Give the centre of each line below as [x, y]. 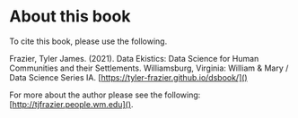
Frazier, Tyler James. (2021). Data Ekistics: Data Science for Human [134, 58]
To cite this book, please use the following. [88, 41]
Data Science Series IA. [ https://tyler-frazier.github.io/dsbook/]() [129, 77]
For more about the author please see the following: [105, 95]
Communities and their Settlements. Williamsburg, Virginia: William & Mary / [149, 68]
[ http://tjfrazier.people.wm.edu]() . [71, 104]
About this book [70, 17]
